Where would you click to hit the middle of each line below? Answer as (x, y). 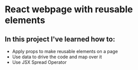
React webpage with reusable (69, 9)
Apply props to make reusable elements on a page (65, 51)
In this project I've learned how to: (60, 39)
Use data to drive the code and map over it (57, 57)
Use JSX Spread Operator (39, 62)
